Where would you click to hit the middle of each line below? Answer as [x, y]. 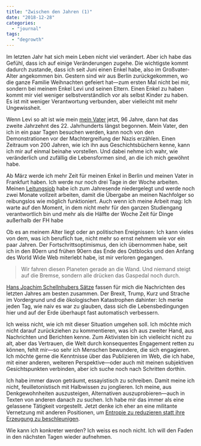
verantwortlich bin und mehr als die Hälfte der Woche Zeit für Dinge [90, 214]
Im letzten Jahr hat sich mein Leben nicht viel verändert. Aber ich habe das [99, 57]
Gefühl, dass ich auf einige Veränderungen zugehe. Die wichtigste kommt [97, 63]
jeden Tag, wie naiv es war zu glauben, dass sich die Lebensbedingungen [97, 306]
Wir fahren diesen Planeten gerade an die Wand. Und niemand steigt [106, 269]
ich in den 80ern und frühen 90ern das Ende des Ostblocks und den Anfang [100, 251]
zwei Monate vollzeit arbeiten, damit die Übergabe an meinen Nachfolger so [100, 195]
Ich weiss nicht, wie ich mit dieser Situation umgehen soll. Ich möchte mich [99, 324]
